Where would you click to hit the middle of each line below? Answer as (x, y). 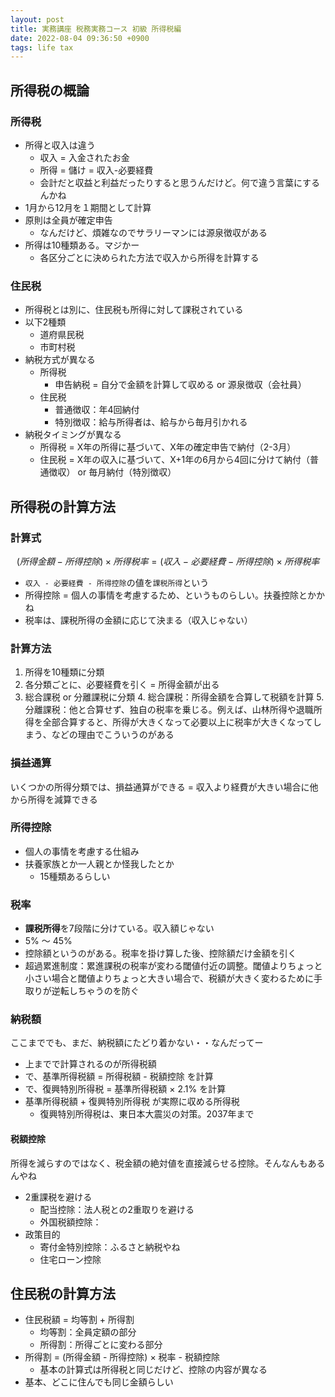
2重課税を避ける (58, 1197)
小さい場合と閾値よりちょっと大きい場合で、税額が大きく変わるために (169, 978)
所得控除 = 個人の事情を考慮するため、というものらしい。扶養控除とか (170, 595)
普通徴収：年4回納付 (97, 410)
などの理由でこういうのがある (113, 735)
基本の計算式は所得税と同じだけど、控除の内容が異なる (153, 1370)
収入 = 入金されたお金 (84, 157)
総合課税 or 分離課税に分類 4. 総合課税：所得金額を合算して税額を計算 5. (174, 697)
